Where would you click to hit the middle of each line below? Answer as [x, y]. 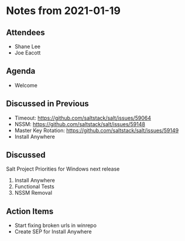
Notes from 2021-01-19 [64, 11]
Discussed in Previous [47, 104]
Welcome [26, 85]
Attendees [25, 33]
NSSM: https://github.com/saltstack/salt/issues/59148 [80, 124]
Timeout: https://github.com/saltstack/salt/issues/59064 [83, 118]
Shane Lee [28, 46]
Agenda [21, 71]
